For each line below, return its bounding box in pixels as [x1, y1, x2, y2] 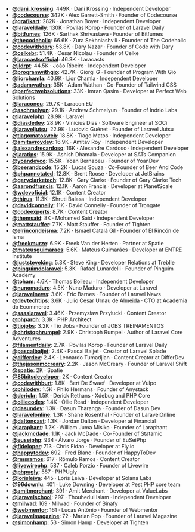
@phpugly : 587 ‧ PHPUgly [11, 468, 78, 475]
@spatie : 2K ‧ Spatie [11, 367, 63, 374]
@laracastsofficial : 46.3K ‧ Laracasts [11, 56, 104, 63]
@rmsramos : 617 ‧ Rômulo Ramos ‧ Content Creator [11, 456, 140, 462]
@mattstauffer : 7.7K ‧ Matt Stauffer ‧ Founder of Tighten [11, 221, 151, 227]
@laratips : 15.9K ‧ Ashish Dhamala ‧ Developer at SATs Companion [11, 151, 176, 158]
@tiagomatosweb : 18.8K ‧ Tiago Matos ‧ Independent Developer [11, 132, 171, 139]
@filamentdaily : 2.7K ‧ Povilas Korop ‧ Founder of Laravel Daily [11, 342, 168, 348]
